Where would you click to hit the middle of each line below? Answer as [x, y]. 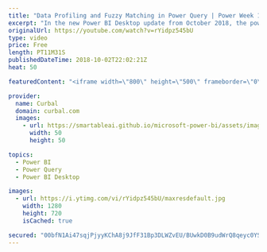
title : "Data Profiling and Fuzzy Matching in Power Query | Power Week [131, 16]
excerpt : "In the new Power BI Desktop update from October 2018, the [128, 23]
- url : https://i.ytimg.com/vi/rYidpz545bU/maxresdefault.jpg [120, 199]
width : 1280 [42, 206]
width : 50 [45, 133]
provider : [25, 96]
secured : [23, 235]
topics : [21, 155]
